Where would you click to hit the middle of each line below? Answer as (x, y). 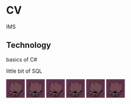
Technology (29, 45)
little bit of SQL (24, 71)
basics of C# (22, 59)
